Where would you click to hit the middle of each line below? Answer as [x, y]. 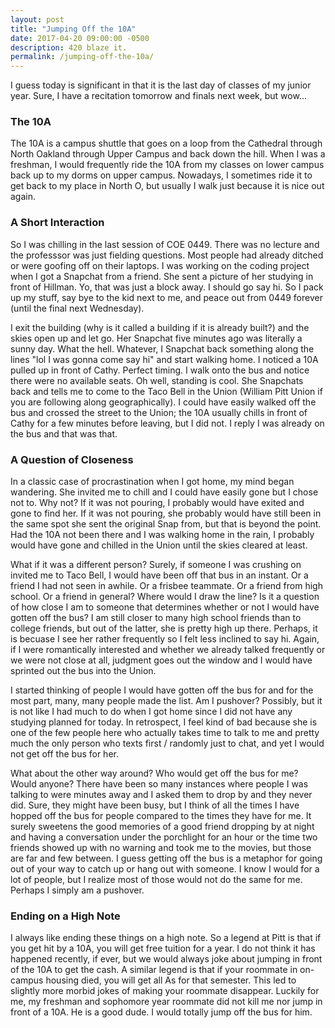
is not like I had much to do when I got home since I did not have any [151, 712]
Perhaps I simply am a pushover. [77, 890]
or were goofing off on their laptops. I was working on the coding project [160, 265]
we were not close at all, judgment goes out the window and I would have [161, 660]
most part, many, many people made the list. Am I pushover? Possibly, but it [166, 701]
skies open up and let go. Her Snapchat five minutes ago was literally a [156, 338]
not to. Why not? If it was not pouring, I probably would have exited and [157, 503]
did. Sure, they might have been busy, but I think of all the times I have [155, 805]
